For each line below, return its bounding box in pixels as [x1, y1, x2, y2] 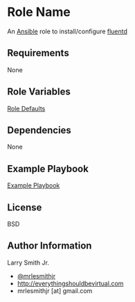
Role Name [7, 4, 71, 20]
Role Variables [7, 86, 71, 98]
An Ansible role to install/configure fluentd [7, 27, 128, 35]
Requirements [7, 47, 69, 59]
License [7, 201, 42, 213]
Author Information [7, 240, 92, 252]
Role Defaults [7, 104, 46, 112]
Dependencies [7, 124, 71, 136]
